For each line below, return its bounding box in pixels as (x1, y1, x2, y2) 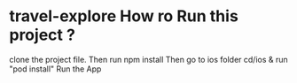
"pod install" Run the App (9, 64, 102, 74)
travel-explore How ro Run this (9, 6, 239, 26)
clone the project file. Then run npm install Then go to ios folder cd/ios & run (9, 54, 288, 64)
